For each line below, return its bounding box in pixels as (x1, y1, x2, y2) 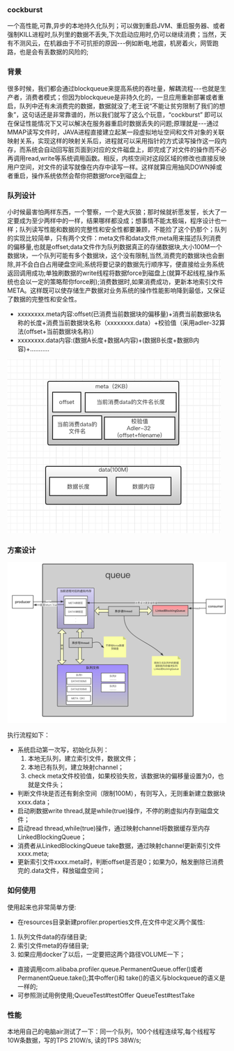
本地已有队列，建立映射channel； (27, 763, 124, 772)
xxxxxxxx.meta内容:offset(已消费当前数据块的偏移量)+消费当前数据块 (17, 309, 216, 318)
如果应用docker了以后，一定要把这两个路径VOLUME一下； (17, 950, 186, 958)
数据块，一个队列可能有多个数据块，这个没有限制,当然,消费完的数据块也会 (7, 251, 219, 260)
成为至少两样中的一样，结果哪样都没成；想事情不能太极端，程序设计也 (19, 216, 221, 225)
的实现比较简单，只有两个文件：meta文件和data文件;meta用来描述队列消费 (7, 234, 221, 242)
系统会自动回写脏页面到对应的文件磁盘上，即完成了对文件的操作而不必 (25, 145, 227, 154)
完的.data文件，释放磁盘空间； (17, 867, 106, 875)
